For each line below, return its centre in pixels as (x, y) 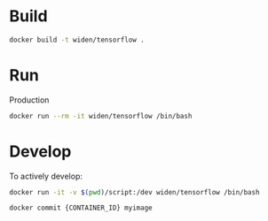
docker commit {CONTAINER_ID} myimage (81, 208)
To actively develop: (46, 176)
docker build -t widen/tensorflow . (77, 40)
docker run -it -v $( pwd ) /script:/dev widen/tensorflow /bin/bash (134, 192)
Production (29, 100)
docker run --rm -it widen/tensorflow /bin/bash (101, 116)
